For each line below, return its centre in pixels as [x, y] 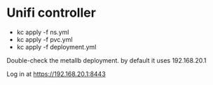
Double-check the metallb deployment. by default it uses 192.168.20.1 [106, 60]
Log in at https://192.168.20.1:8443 [56, 74]
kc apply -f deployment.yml [56, 47]
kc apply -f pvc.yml [44, 39]
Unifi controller [51, 13]
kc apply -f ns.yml [43, 32]
